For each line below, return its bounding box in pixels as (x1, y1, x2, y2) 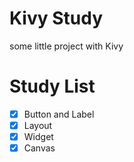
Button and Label (23, 108, 95, 120)
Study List (9, 75, 96, 98)
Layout (23, 119, 53, 131)
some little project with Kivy (9, 40, 124, 52)
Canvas (23, 142, 56, 154)
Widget (23, 131, 54, 142)
